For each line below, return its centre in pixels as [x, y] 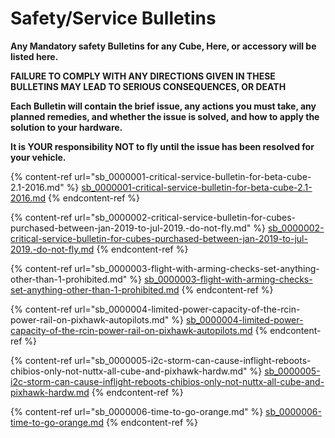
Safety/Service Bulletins [113, 18]
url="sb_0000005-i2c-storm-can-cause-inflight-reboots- [193, 360]
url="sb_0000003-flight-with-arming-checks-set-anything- [197, 268]
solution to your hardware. [66, 127]
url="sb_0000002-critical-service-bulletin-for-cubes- [185, 217]
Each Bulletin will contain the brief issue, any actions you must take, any [163, 106]
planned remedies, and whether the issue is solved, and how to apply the [165, 116]
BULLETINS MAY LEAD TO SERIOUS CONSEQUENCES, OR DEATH [148, 86]
